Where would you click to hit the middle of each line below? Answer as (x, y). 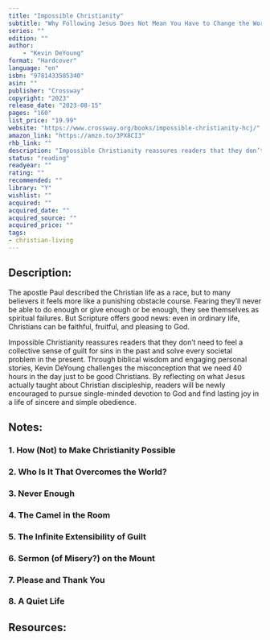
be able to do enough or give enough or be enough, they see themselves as (134, 309)
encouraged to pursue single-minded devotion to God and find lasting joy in (134, 393)
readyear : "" (30, 166)
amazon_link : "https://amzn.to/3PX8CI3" (77, 135)
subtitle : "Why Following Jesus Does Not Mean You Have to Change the (129, 23)
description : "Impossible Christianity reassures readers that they (125, 151)
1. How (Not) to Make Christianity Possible (92, 450)
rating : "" (27, 173)
